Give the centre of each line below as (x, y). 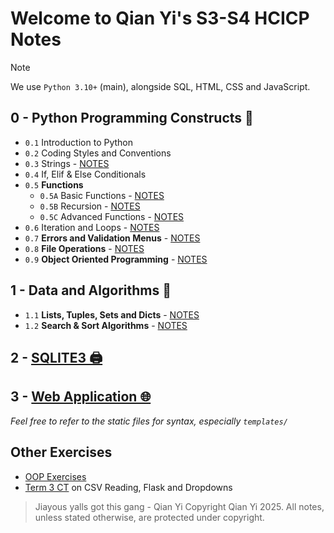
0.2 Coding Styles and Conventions (98, 153)
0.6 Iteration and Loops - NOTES (92, 227)
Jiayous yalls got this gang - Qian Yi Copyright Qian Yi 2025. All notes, (179, 506)
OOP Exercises (55, 476)
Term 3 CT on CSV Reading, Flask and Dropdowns (128, 487)
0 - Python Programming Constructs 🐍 (132, 118)
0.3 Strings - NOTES (67, 163)
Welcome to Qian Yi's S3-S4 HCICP (160, 18)
